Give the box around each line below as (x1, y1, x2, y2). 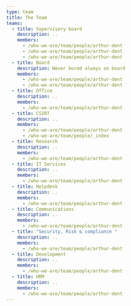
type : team (6, 8, 34, 15)
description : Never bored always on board (17, 65, 126, 72)
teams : (6, 20, 23, 26)
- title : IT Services (11, 161, 66, 167)
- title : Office (11, 88, 53, 94)
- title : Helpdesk (11, 184, 59, 190)
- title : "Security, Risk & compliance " (11, 228, 118, 234)
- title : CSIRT (11, 110, 50, 116)
